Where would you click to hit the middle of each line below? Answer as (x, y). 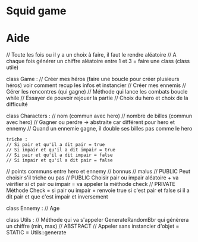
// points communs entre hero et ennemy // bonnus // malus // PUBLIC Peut (98, 172)
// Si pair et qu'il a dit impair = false (59, 155)
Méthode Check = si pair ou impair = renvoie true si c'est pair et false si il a (98, 190)
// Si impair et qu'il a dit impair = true (61, 150)
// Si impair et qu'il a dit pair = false (59, 160)
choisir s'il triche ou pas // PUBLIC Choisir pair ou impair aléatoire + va (92, 178)
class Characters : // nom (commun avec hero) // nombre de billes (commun (99, 116)
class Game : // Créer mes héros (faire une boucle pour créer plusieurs (93, 79)
